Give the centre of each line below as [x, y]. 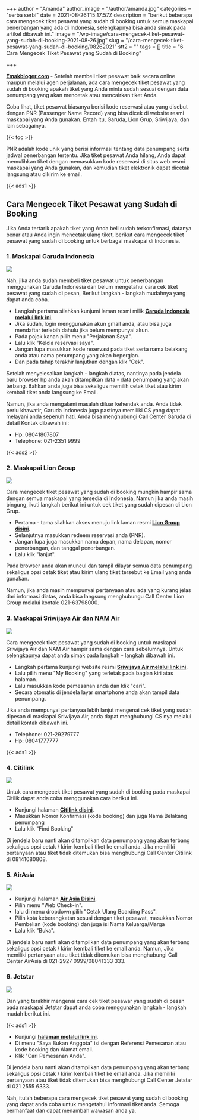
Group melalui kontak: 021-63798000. [53, 603]
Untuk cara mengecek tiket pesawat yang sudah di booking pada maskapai [98, 792]
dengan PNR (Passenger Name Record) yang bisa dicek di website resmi [95, 113]
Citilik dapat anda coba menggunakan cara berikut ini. [72, 798]
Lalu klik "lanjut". [35, 554]
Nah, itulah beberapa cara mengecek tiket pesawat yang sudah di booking [97, 1098]
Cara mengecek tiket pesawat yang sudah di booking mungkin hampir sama [99, 492]
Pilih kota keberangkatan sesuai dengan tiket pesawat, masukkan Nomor [104, 918]
